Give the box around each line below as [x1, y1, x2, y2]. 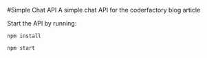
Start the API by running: [7, 19, 77, 27]
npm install [7, 32, 41, 39]
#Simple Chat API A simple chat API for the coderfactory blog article [7, 6, 201, 14]
